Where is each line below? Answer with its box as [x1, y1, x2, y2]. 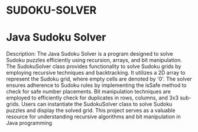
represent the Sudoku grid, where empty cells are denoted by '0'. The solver [6, 75, 192, 83]
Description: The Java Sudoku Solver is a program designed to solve [6, 50, 173, 57]
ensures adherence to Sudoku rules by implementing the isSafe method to [6, 82, 187, 89]
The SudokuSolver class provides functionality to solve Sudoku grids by [6, 63, 181, 70]
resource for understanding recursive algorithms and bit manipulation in [6, 113, 181, 120]
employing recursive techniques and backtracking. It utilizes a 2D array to [6, 69, 186, 76]
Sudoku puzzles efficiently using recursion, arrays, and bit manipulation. [6, 57, 182, 64]
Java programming [6, 120, 52, 127]
